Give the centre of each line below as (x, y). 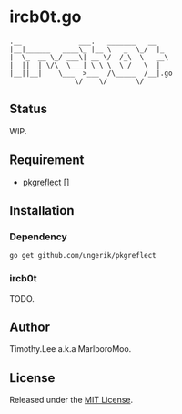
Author (30, 327)
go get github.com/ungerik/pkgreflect (83, 256)
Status (29, 109)
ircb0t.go (45, 17)
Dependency (39, 237)
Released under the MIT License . (71, 400)
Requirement (47, 160)
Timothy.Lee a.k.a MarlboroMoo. (71, 349)
